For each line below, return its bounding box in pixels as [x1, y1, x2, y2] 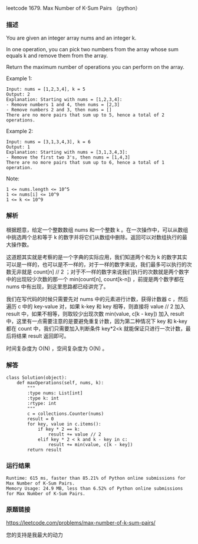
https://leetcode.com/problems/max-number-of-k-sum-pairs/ [6, 519, 156, 526]
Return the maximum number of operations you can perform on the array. [6, 64, 184, 71]
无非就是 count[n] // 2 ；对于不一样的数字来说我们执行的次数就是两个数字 [11, 268, 190, 275]
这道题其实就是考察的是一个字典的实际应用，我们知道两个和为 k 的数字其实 [6, 253, 187, 261]
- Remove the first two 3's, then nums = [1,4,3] [6, 154, 131, 160]
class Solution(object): [6, 374, 67, 381]
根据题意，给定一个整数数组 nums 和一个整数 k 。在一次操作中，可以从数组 [6, 226, 189, 233]
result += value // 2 [48, 431, 101, 437]
